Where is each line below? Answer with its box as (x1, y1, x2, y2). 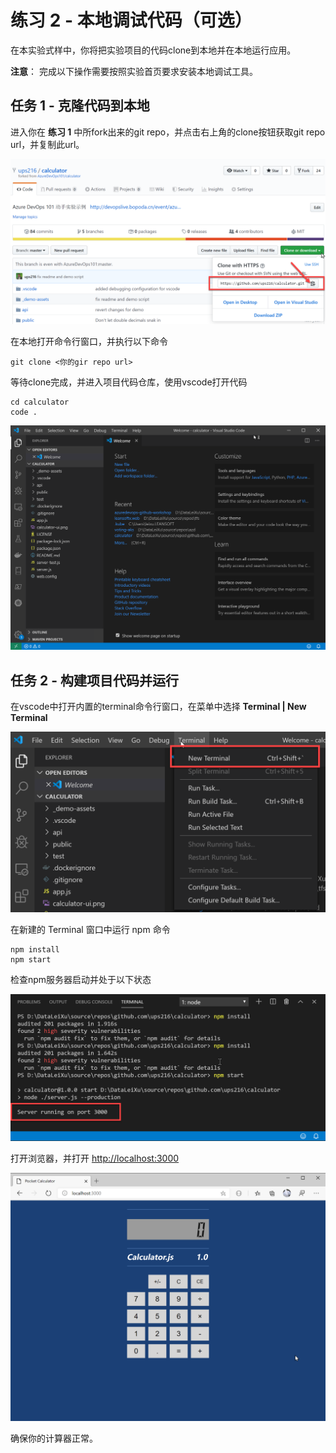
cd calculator (10, 397, 70, 407)
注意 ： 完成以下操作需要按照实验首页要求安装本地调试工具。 (10, 65, 258, 77)
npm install (10, 944, 60, 955)
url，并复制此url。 (10, 138, 85, 150)
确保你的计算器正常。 (10, 1432, 98, 1444)
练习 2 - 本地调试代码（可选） (10, 9, 253, 32)
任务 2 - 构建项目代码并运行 (10, 672, 179, 689)
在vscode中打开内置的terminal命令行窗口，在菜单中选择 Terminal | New (10, 701, 307, 713)
